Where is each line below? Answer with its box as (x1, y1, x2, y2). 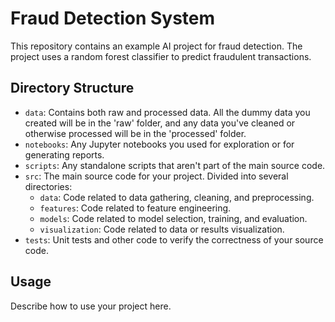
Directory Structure (10, 80, 135, 97)
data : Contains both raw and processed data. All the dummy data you (24, 106, 311, 118)
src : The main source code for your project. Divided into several (24, 170, 289, 182)
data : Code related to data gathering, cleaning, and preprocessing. (39, 191, 315, 203)
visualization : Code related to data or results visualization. (39, 223, 285, 235)
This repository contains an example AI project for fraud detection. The (10, 40, 303, 52)
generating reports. (24, 148, 105, 161)
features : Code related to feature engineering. (39, 202, 232, 214)
